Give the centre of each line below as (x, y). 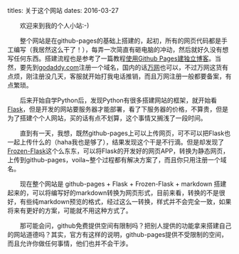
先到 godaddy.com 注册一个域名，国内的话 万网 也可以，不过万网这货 (124, 67)
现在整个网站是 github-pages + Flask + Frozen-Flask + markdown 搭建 (123, 184)
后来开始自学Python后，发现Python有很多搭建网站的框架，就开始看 (119, 100)
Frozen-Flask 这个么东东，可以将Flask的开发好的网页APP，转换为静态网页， (118, 151)
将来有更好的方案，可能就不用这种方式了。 (70, 211)
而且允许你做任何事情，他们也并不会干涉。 (70, 243)
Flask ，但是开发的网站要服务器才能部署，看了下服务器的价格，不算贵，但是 (118, 109)
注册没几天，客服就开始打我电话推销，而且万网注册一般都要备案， (128, 76)
